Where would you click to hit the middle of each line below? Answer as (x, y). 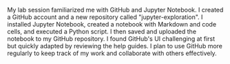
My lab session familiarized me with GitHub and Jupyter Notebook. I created (115, 10)
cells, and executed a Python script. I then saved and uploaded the (102, 31)
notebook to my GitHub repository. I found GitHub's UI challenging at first (111, 39)
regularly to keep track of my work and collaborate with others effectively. (112, 53)
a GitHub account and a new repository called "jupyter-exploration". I (105, 17)
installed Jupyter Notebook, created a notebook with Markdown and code (112, 24)
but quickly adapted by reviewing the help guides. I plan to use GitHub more (115, 46)
